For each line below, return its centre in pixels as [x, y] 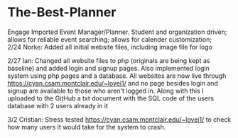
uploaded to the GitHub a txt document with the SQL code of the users [111, 98]
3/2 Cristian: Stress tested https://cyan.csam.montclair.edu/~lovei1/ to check [119, 119]
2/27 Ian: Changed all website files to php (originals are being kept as [109, 60]
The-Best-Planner [62, 12]
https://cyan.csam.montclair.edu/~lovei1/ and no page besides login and [113, 83]
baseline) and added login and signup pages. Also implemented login [108, 68]
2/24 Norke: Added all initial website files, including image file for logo [110, 47]
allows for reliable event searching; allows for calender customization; [109, 39]
